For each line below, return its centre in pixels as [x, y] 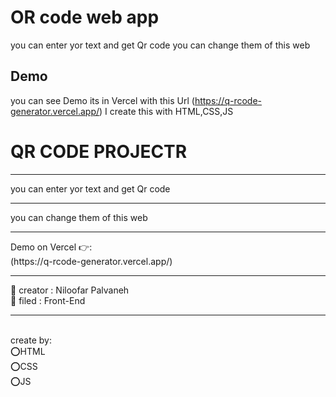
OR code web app [85, 17]
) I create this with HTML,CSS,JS [166, 111]
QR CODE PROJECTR [99, 151]
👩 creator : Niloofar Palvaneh [70, 290]
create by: [31, 340]
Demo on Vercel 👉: [51, 247]
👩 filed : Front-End [48, 300]
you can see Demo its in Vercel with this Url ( [102, 100]
